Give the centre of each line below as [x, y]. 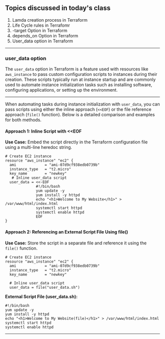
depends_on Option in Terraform [45, 35]
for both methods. [23, 120]
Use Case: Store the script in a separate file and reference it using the [76, 243]
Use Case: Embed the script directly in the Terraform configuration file [77, 142]
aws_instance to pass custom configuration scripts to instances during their [81, 74]
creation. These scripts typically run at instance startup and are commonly [81, 80]
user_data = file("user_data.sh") [45, 287]
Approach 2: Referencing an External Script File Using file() [67, 232]
